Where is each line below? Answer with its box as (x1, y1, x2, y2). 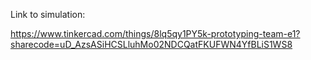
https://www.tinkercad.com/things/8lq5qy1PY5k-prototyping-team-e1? (10, 28, 301, 39)
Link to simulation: (10, 9, 86, 20)
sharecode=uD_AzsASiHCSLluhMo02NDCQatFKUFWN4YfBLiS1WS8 (10, 39, 293, 50)
